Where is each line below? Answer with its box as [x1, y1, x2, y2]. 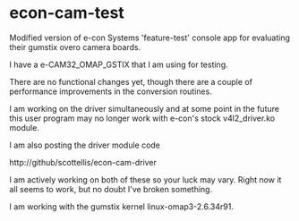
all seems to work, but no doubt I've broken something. [9, 183, 213, 194]
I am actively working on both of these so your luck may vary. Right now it [9, 174, 282, 185]
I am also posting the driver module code [9, 140, 161, 150]
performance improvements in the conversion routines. [9, 86, 212, 97]
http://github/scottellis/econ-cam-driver [9, 157, 157, 167]
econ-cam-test [9, 3, 125, 23]
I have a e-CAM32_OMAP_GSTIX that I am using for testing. [9, 59, 228, 70]
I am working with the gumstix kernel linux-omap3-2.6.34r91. [9, 200, 235, 212]
